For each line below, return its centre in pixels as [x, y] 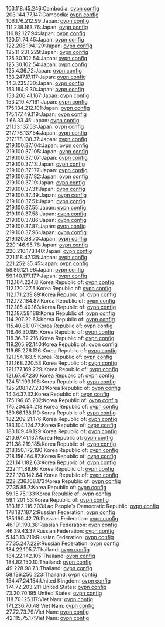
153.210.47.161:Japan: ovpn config [47, 102]
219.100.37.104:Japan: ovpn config [47, 145]
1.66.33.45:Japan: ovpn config [43, 120]
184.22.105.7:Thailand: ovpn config [48, 549]
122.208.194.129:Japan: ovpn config [49, 46]
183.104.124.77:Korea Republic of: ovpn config [61, 425]
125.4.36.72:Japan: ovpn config [44, 71]
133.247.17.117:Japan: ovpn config [46, 77]
